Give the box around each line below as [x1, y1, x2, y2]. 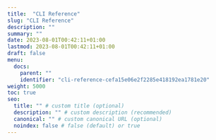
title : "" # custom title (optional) [13, 103, 125, 110]
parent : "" [20, 69, 52, 76]
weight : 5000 [7, 83, 46, 90]
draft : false [7, 50, 46, 57]
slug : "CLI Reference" [7, 17, 74, 24]
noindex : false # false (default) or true [13, 122, 140, 129]
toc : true [7, 89, 37, 96]
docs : [13, 63, 30, 70]
